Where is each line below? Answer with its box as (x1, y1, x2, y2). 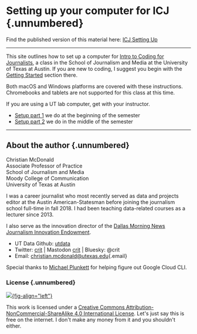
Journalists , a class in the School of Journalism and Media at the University (6, 59, 188, 66)
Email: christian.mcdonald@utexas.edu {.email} (14, 252, 128, 259)
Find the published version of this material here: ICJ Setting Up (6, 36, 158, 43)
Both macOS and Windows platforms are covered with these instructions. (6, 83, 183, 90)
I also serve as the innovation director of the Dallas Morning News (6, 222, 165, 229)
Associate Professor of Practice (6, 162, 83, 169)
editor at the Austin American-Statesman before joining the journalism (6, 198, 175, 206)
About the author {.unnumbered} (6, 141, 130, 151)
